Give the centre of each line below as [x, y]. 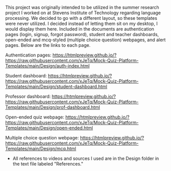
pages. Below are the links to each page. [48, 45]
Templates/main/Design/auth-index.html [48, 66]
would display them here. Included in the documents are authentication [80, 29]
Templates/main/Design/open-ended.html [49, 128]
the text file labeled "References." [48, 164]
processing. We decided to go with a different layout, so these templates [81, 18]
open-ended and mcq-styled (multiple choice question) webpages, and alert [85, 40]
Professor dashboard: [28, 96]
